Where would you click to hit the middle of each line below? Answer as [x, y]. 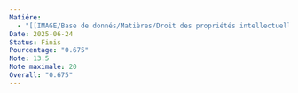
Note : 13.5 [29, 58]
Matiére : [25, 17]
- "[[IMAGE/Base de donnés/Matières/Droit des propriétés [127, 26]
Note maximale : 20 [43, 67]
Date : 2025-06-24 [41, 34]
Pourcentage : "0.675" [49, 50]
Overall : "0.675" [41, 75]
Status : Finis [35, 42]
